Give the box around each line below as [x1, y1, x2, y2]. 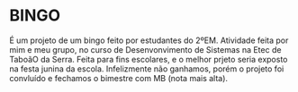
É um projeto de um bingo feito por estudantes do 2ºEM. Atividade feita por [9, 35, 289, 46]
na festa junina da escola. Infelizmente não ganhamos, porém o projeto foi [9, 63, 284, 74]
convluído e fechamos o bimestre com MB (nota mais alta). [9, 72, 228, 83]
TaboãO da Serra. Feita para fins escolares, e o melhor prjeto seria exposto [9, 54, 288, 64]
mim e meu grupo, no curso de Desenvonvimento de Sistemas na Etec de [9, 44, 282, 54]
